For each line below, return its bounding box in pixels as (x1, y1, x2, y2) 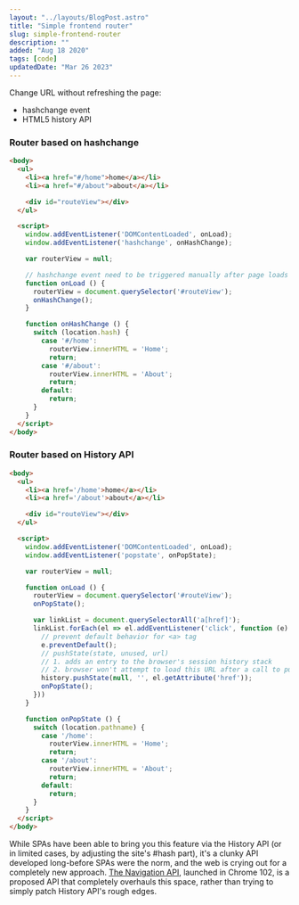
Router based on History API (9, 448, 134, 461)
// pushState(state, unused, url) (41, 648, 169, 658)
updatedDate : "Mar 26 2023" (9, 63, 114, 72)
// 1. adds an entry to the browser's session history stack (41, 657, 273, 666)
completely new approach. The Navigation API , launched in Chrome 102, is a (9, 867, 290, 878)
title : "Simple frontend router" (9, 21, 133, 30)
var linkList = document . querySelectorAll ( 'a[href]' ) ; (32, 616, 241, 625)
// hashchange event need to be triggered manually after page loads (25, 270, 289, 279)
